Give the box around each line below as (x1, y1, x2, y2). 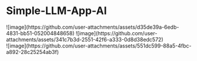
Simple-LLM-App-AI (6, 4, 107, 18)
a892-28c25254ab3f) (6, 48, 59, 55)
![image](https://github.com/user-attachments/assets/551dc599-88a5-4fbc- (6, 42, 192, 49)
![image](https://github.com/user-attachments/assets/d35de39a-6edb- (6, 23, 179, 30)
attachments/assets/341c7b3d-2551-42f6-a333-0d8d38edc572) (6, 36, 163, 43)
